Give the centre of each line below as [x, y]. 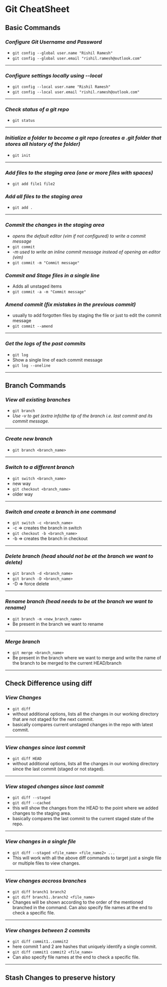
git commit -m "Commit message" [46, 263]
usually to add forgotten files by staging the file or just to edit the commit [87, 315]
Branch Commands [36, 385]
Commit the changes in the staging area [55, 225]
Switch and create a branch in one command [61, 511]
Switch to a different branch [40, 467]
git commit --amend [33, 326]
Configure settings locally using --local [54, 75]
